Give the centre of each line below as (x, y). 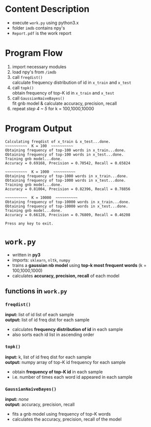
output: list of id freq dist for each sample (47, 320)
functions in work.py (36, 291)
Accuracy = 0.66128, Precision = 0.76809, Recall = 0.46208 (68, 215)
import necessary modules (39, 66)
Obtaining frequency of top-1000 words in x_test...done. (65, 180)
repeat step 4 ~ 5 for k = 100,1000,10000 (53, 108)
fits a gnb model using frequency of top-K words (62, 414)
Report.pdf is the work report (42, 33)
